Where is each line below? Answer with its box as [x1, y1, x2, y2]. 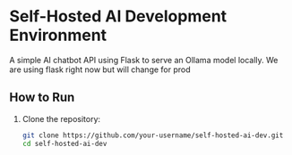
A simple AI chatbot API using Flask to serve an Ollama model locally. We [9, 54, 279, 65]
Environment [9, 25, 107, 45]
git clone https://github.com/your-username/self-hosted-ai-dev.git [21, 131, 284, 140]
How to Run [9, 90, 75, 105]
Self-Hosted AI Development [9, 6, 228, 27]
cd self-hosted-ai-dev [21, 139, 107, 148]
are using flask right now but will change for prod [9, 64, 191, 75]
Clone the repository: [21, 113, 101, 124]
